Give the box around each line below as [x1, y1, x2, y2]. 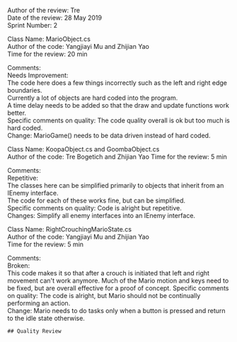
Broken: [7, 261, 30, 270]
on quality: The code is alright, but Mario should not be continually [7, 292, 201, 300]
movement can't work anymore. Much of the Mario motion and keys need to [7, 276, 229, 285]
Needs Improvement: [7, 71, 69, 79]
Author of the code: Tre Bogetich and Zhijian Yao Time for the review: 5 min [7, 152, 228, 161]
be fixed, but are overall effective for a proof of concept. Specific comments [7, 284, 229, 292]
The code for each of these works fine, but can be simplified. [7, 196, 186, 205]
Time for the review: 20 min [7, 50, 88, 58]
